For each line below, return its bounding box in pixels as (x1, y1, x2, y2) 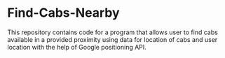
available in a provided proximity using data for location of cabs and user (7, 35, 218, 43)
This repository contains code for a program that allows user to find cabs (7, 28, 219, 36)
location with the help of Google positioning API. (7, 43, 147, 51)
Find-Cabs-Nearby (7, 5, 120, 21)
